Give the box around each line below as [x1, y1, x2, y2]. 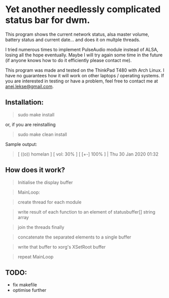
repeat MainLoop [17, 253, 54, 260]
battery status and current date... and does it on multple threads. [5, 37, 141, 43]
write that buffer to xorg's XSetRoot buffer [17, 244, 106, 250]
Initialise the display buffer [17, 179, 73, 185]
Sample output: [5, 141, 37, 147]
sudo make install [17, 111, 55, 117]
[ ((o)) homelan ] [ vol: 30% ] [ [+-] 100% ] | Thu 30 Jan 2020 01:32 [17, 151, 159, 157]
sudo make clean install [17, 131, 67, 137]
